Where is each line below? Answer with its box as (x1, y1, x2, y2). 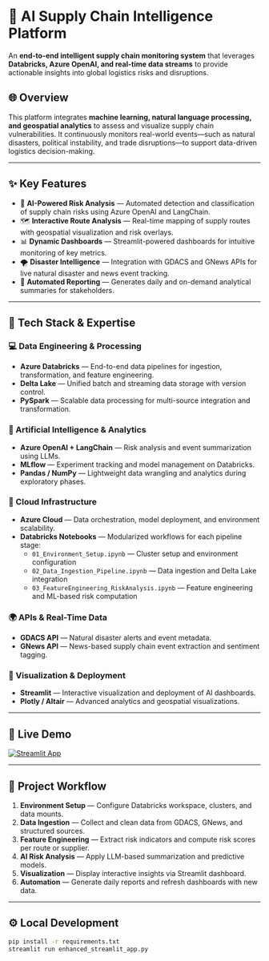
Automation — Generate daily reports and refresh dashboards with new (19, 877, 258, 887)
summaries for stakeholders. (19, 285, 114, 295)
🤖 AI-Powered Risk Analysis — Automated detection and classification (19, 198, 255, 207)
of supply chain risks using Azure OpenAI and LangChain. (19, 207, 211, 216)
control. (19, 388, 46, 397)
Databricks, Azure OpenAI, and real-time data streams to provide (8, 59, 228, 69)
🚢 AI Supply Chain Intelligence (8, 7, 214, 26)
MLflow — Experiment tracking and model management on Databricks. (19, 460, 255, 469)
